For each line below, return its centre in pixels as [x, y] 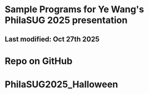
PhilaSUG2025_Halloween [62, 84]
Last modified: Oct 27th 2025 [52, 39]
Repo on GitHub [39, 61]
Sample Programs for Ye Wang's [74, 9]
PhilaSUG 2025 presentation [66, 20]
